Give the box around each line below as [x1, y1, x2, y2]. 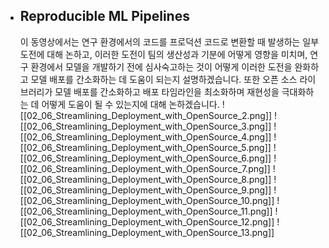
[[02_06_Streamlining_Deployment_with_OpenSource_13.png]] [19, 226, 275, 238]
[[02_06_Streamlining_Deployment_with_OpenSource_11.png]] [19, 205, 273, 217]
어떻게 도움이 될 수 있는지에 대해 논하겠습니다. [41, 98, 220, 110]
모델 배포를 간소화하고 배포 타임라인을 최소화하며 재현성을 [54, 85, 280, 98]
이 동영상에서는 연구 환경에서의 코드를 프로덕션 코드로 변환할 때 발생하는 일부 [19, 35, 320, 48]
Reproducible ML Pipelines [19, 8, 190, 25]
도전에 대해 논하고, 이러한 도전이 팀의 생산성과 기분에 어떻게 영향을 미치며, [19, 48, 308, 60]
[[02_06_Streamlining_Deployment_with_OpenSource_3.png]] [19, 120, 272, 132]
